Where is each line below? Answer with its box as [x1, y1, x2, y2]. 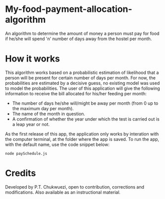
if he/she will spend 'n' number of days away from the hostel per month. [5, 36, 152, 42]
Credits [5, 168, 36, 179]
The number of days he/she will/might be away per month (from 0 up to [12, 100, 159, 106]
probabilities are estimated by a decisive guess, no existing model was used [5, 80, 160, 86]
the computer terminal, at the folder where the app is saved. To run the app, [5, 136, 160, 142]
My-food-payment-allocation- [5, 3, 132, 15]
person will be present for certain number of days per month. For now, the [5, 74, 156, 80]
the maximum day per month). [12, 105, 74, 111]
